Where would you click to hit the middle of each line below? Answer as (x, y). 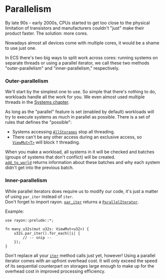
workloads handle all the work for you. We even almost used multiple (75, 97)
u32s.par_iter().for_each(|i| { (47, 233)
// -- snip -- (37, 238)
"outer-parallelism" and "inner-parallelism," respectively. (62, 68)
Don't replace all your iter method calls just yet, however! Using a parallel (80, 255)
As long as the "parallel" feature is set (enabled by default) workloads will (80, 112)
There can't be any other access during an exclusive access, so (77, 137)
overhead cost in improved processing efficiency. (55, 271)
